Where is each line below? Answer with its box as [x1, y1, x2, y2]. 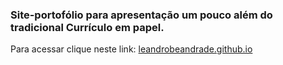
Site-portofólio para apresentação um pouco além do [10, 8, 273, 22]
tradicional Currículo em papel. [10, 20, 165, 34]
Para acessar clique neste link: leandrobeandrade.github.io [10, 43, 253, 55]
